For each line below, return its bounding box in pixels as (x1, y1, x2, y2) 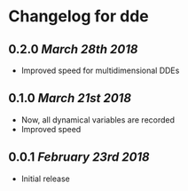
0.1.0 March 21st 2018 (8, 91, 132, 106)
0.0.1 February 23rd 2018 (8, 149, 150, 165)
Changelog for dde (8, 6, 150, 27)
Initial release (20, 173, 70, 184)
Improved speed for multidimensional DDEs (20, 65, 180, 76)
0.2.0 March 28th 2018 (8, 42, 138, 57)
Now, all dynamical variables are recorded (20, 114, 175, 125)
